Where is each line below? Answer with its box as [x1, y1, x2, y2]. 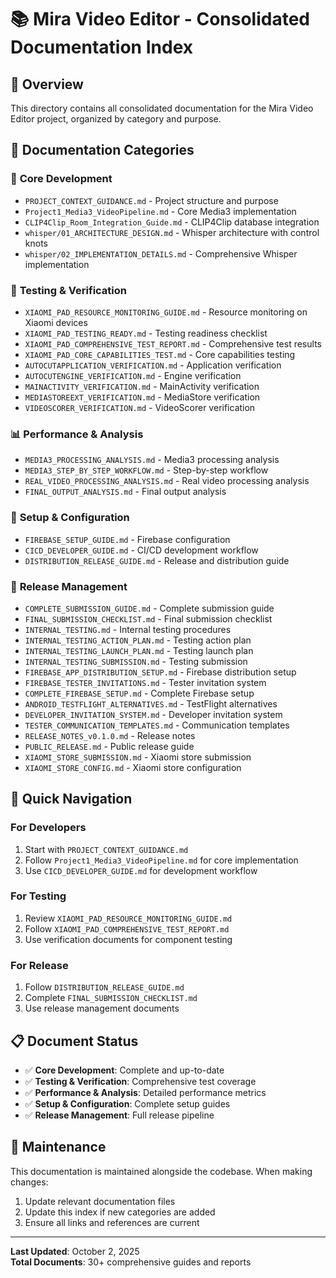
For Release [10, 958, 69, 972]
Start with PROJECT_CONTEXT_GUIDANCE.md [24, 843, 189, 855]
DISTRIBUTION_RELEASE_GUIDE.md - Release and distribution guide [24, 554, 290, 566]
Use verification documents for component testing [24, 933, 233, 945]
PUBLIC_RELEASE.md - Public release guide [24, 740, 195, 752]
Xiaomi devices [24, 316, 88, 328]
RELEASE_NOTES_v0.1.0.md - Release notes [24, 729, 196, 741]
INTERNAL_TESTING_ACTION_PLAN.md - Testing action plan [24, 634, 252, 646]
